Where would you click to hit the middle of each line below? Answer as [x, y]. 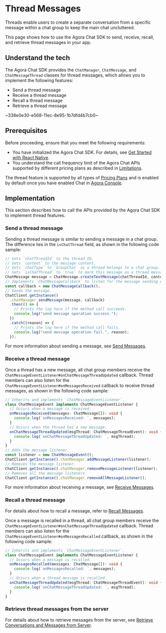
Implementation [30, 198]
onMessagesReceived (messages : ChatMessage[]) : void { [66, 414]
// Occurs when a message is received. [51, 409]
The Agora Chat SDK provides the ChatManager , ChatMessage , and [71, 70]
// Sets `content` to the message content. [51, 263]
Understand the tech [38, 58]
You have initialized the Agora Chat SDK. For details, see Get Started [82, 152]
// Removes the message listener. [41, 464]
